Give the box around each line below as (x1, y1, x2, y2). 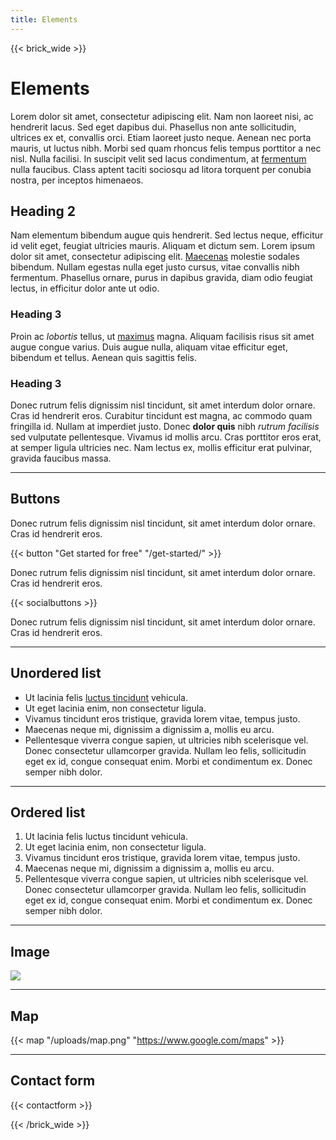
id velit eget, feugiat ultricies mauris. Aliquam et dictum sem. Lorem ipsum (10, 240, 316, 252)
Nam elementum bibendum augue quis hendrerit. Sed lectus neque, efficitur (10, 229, 324, 241)
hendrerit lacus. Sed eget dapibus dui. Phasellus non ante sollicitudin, (10, 121, 297, 133)
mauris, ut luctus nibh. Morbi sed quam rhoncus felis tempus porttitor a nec (10, 142, 322, 154)
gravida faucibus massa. (10, 452, 112, 464)
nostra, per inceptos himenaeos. (10, 174, 144, 186)
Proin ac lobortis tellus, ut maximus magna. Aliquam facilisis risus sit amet (10, 330, 315, 342)
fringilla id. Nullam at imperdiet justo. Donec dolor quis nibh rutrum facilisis (10, 420, 320, 432)
